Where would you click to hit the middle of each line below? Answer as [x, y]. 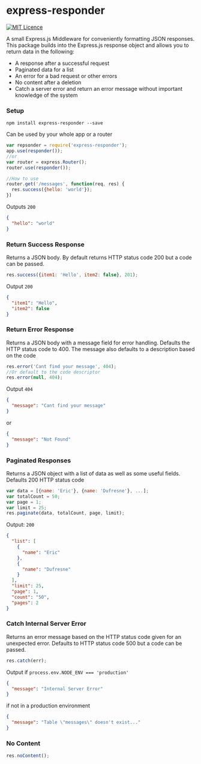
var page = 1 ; [24, 502]
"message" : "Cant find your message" [59, 406]
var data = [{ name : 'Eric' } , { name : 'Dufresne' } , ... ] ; [77, 490]
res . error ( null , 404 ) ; [34, 377]
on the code [21, 355]
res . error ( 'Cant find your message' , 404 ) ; [61, 366]
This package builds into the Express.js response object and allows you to [97, 45]
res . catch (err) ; [26, 661]
